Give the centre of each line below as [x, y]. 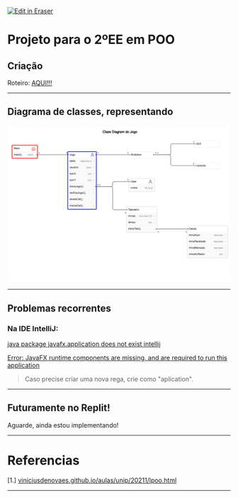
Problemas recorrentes [59, 308]
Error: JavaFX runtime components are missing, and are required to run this [118, 357]
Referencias [44, 460]
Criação [25, 66]
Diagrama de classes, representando [90, 112]
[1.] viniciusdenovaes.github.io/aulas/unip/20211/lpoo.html [92, 480]
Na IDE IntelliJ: [33, 328]
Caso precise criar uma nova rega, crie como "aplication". [109, 379]
